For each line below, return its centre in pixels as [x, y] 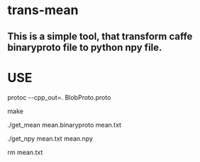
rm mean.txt [25, 152]
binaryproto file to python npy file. [85, 47]
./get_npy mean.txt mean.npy [50, 138]
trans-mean [43, 10]
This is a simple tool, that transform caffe [100, 36]
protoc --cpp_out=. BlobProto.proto [59, 97]
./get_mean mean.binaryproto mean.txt [65, 125]
